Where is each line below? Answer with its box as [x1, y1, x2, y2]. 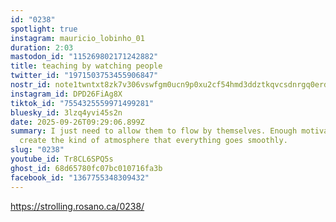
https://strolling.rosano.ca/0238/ [10, 200, 145, 212]
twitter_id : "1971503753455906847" [10, 71, 159, 81]
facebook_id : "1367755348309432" [10, 172, 150, 183]
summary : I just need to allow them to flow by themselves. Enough [10, 126, 298, 136]
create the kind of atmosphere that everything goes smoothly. [19, 136, 288, 146]
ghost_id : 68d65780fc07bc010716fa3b [10, 163, 163, 173]
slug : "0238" [10, 145, 65, 155]
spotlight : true [10, 24, 78, 34]
